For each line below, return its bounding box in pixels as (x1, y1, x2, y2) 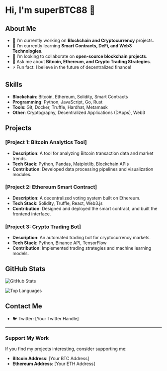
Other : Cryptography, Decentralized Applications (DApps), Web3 (12, 109, 146, 115)
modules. (12, 171, 32, 177)
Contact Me (5, 302, 42, 310)
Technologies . (12, 48, 43, 54)
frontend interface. (12, 211, 51, 217)
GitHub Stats (5, 265, 46, 273)
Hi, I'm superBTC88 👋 (5, 4, 95, 16)
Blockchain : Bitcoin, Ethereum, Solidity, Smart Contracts (12, 93, 128, 99)
